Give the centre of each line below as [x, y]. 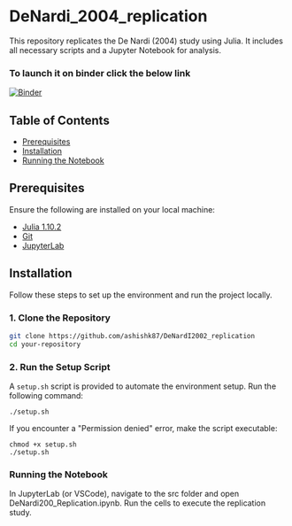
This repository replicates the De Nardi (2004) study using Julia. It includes [146, 41]
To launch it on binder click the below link [100, 73]
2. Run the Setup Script [60, 367]
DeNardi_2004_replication [108, 16]
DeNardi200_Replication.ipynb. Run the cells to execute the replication [138, 503]
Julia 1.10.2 [42, 227]
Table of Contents [60, 120]
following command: [46, 396]
